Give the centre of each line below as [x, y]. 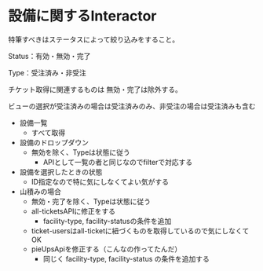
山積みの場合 [40, 191]
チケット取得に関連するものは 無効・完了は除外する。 [95, 89]
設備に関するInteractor [82, 16]
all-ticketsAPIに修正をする [73, 211]
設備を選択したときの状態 [61, 172]
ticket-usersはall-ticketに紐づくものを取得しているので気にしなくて [140, 231]
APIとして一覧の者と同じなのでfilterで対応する [118, 162]
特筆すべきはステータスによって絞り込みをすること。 [93, 39]
